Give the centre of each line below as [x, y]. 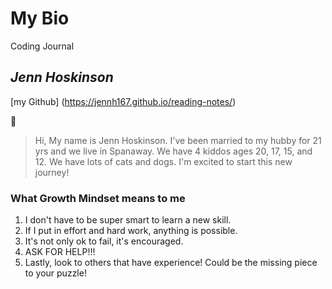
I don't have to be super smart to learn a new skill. [128, 220]
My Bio [40, 18]
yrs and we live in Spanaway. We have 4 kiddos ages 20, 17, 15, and [173, 151]
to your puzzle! [55, 273]
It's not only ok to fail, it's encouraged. [104, 241]
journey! [52, 172]
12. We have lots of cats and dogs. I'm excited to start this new [163, 161]
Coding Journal [42, 46]
